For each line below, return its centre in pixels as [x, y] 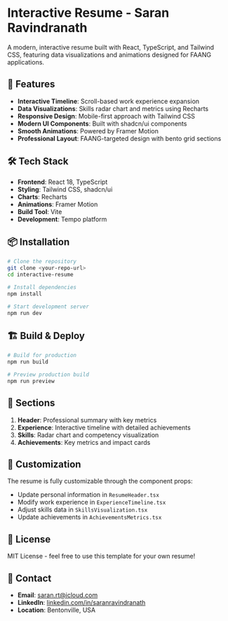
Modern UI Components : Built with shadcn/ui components [102, 123]
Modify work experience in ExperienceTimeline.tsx [92, 502]
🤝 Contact [29, 578]
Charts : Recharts [42, 196]
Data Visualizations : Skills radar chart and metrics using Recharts [113, 108]
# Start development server [48, 307]
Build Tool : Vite [40, 211]
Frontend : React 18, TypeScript [62, 182]
